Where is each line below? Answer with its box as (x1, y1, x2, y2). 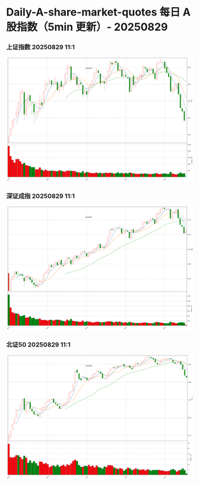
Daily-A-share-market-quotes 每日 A (6, 5, 191, 19)
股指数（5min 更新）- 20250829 (6, 20, 168, 34)
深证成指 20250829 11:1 (6, 192, 75, 200)
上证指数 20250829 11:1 (6, 43, 75, 51)
